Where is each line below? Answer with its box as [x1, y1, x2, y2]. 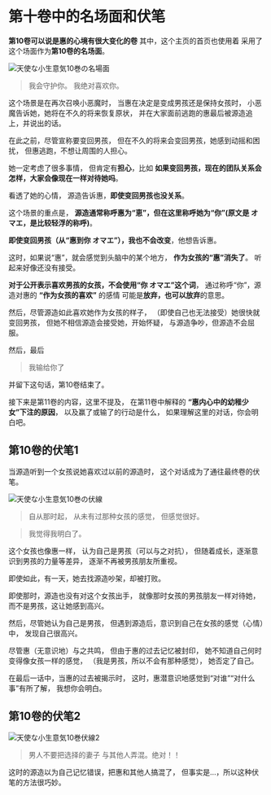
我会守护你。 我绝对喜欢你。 [28, 81, 124, 90]
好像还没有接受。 [22, 262, 80, 273]
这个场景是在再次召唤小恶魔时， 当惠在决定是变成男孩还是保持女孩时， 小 [8, 98, 255, 107]
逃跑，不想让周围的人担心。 [38, 146, 132, 155]
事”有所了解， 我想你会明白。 [8, 683, 107, 692]
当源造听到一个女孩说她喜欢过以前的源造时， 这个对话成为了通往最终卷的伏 [8, 466, 260, 476]
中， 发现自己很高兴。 [8, 628, 82, 638]
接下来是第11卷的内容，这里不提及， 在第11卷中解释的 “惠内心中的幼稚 [8, 396, 243, 407]
